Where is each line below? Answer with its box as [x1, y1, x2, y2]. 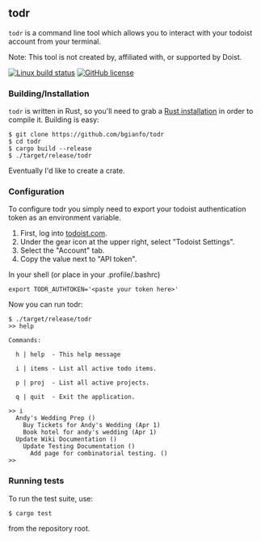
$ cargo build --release [8, 145, 92, 153]
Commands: [8, 337, 42, 345]
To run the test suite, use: [8, 493, 94, 503]
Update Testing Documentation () [23, 442, 136, 451]
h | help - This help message [15, 350, 121, 359]
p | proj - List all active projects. [15, 379, 150, 387]
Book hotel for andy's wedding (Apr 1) [23, 428, 158, 437]
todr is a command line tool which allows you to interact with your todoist [8, 27, 253, 37]
